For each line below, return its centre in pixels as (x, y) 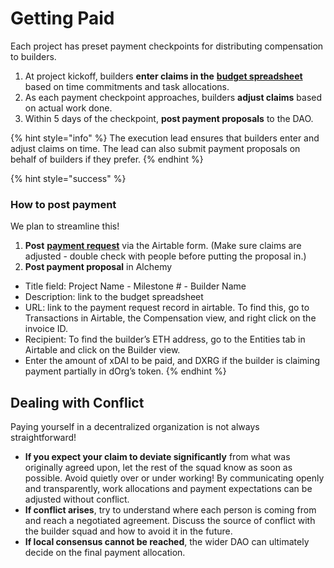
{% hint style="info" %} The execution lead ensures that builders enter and (165, 138)
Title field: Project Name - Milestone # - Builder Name (135, 286)
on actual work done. (68, 108)
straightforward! (43, 438)
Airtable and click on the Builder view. (102, 350)
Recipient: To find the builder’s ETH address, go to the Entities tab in (165, 339)
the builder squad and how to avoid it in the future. (128, 531)
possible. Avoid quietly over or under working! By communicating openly (174, 478)
